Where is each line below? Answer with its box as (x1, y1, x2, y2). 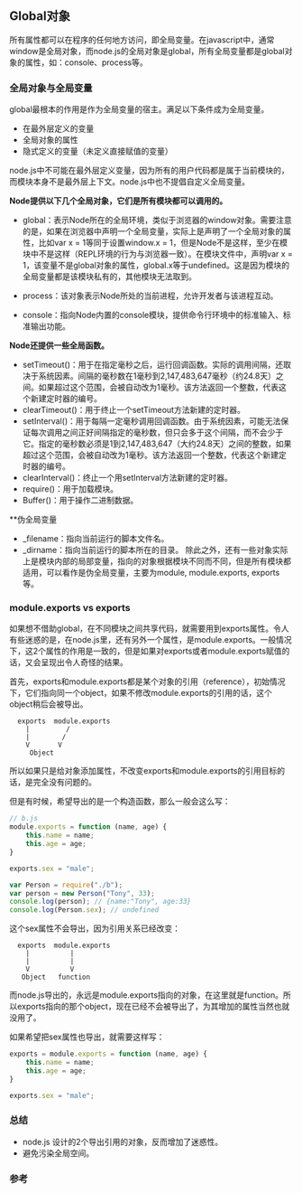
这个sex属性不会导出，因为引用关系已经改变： (9, 923, 180, 934)
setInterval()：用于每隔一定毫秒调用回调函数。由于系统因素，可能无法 (22, 416, 281, 427)
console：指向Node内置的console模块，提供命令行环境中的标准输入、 (22, 310, 284, 321)
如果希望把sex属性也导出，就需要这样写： (9, 1031, 165, 1042)
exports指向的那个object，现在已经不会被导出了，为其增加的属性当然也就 (16, 1001, 290, 1012)
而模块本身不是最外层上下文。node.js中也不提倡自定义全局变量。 (9, 176, 251, 187)
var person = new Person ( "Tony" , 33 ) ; (9, 888, 155, 897)
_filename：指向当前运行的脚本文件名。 (22, 533, 169, 544)
